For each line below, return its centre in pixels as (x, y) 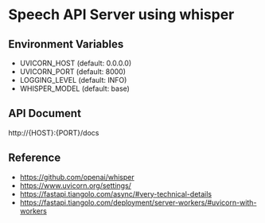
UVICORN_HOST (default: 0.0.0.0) (76, 63)
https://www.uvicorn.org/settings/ (75, 186)
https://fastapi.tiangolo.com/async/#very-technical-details (116, 194)
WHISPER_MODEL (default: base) (74, 88)
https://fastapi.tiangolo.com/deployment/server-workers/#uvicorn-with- (138, 202)
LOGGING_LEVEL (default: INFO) (73, 80)
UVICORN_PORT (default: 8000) (72, 72)
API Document (45, 113)
